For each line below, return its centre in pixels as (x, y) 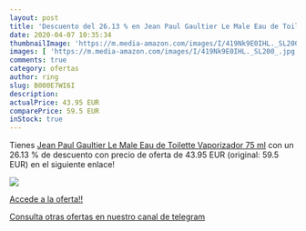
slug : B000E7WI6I (42, 85)
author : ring (34, 77)
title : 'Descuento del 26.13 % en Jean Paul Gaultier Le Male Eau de (144, 26)
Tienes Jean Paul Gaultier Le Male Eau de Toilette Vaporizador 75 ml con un (152, 146)
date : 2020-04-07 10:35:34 (61, 35)
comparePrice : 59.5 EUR (55, 111)
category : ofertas (44, 69)
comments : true (38, 60)
